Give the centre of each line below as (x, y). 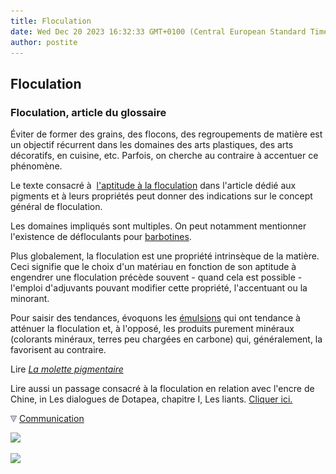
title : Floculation (51, 21)
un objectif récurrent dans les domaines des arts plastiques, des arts (152, 145)
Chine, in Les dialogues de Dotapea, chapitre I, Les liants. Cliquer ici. (151, 399)
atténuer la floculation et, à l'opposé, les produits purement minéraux (152, 329)
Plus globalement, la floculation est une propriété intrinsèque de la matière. (165, 256)
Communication (51, 419)
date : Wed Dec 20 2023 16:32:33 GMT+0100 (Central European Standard (158, 31)
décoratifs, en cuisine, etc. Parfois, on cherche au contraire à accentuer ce (164, 156)
